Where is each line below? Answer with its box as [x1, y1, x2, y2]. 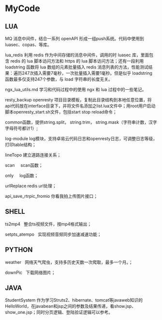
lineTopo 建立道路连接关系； [5, 152, 61, 158]
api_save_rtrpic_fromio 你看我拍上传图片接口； [5, 193, 98, 199]
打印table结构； [5, 142, 36, 147]
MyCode [5, 3, 40, 14]
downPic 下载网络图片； [5, 270, 56, 275]
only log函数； [5, 173, 39, 178]
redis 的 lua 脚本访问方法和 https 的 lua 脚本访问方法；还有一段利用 [10, 58, 144, 64]
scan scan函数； [5, 162, 44, 168]
